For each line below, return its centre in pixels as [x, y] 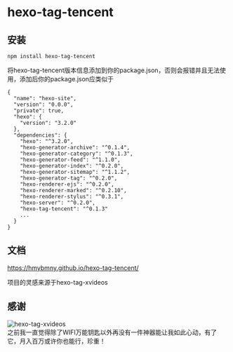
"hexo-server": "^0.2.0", [58, 203]
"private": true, [39, 111]
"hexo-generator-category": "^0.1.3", [76, 154]
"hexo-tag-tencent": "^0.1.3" [64, 209]
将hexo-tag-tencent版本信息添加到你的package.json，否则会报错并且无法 [114, 70]
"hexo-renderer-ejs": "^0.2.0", [67, 184]
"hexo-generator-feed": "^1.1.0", [70, 160]
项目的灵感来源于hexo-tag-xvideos [58, 282]
